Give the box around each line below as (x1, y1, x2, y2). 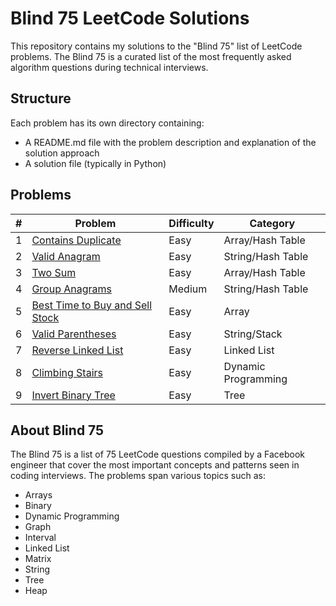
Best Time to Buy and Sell (31, 298, 153, 312)
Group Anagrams (31, 282, 112, 296)
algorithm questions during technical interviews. (10, 61, 209, 73)
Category (249, 216, 296, 230)
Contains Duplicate (31, 233, 122, 247)
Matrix (24, 553, 52, 565)
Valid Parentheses (31, 327, 117, 341)
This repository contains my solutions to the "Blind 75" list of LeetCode (10, 40, 303, 52)
